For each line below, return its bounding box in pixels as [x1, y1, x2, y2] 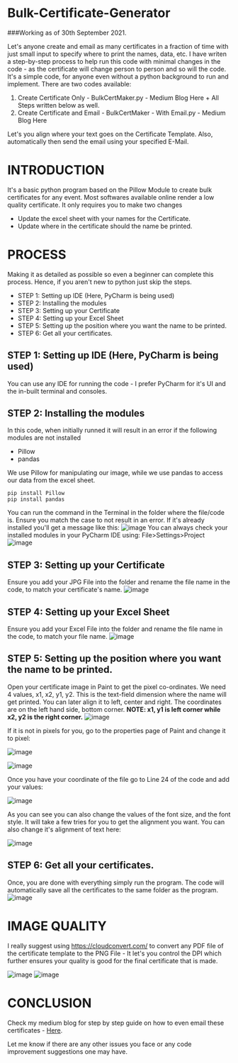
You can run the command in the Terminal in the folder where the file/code [7, 508, 225, 517]
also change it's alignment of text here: [7, 825, 122, 834]
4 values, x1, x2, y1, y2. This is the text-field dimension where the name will [7, 690, 227, 698]
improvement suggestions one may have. [7, 1047, 127, 1056]
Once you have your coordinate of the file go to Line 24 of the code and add [7, 775, 230, 783]
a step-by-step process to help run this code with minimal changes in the [7, 57, 221, 65]
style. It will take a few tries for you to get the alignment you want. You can [7, 817, 225, 826]
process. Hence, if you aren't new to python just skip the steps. [7, 278, 193, 286]
